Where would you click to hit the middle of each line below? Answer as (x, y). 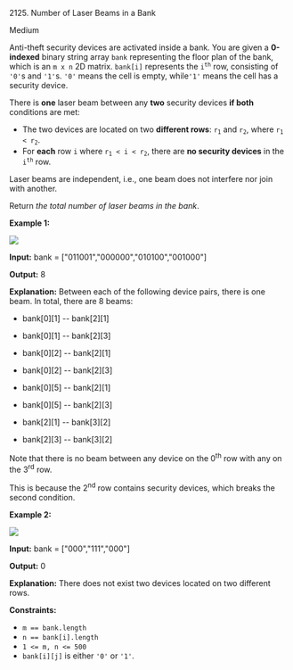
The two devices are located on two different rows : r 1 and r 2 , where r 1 (153, 130)
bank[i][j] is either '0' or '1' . (78, 656)
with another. (33, 189)
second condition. (42, 498)
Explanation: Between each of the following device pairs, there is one (137, 292)
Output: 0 (28, 567)
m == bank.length (54, 628)
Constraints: (33, 610)
